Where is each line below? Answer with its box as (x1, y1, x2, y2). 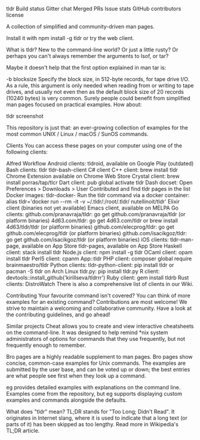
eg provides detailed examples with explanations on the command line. (6, 384, 181, 390)
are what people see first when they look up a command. (6, 373, 146, 379)
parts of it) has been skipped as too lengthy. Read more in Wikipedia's (6, 421, 179, 427)
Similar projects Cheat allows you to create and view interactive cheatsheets (6, 322, 194, 330)
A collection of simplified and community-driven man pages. (6, 23, 155, 30)
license (6, 11, 24, 19)
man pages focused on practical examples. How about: (6, 101, 142, 108)
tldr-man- (170, 236, 194, 243)
